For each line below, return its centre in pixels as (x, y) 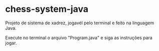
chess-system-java (47, 9)
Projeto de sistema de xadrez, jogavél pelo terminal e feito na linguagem (80, 23)
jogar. (11, 43)
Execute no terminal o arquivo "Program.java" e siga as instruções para (79, 38)
